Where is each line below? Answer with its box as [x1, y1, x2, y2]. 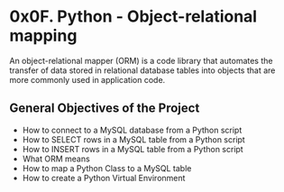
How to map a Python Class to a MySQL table [22, 162, 192, 173]
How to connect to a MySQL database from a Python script [22, 124, 243, 135]
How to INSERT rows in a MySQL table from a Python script [22, 143, 243, 154]
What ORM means [22, 153, 90, 164]
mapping [9, 25, 78, 46]
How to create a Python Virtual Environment [22, 172, 186, 183]
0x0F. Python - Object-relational [9, 6, 258, 27]
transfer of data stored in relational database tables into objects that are [9, 65, 276, 76]
